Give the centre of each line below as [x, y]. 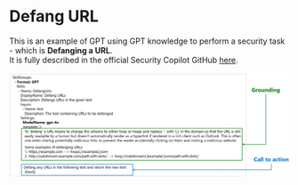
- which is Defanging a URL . [61, 50]
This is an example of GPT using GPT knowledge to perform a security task [147, 41]
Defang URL [54, 16]
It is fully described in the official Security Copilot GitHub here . [124, 60]
